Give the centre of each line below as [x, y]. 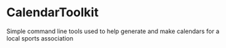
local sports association [40, 38]
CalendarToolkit [52, 13]
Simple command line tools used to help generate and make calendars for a [113, 31]
